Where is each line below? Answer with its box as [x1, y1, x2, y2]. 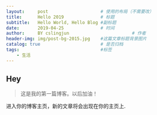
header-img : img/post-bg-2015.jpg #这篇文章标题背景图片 [6, 36, 147, 42]
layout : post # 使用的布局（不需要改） [6, 8, 154, 15]
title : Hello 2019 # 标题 [6, 14, 115, 20]
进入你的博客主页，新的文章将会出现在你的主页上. [6, 103, 126, 110]
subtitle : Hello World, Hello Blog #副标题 [6, 19, 117, 25]
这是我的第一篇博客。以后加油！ [20, 90, 98, 97]
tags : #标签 [6, 47, 112, 53]
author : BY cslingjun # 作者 [6, 31, 146, 36]
